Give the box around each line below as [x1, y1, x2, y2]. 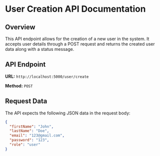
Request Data [5, 97, 48, 106]
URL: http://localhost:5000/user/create [5, 73, 89, 79]
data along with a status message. [5, 46, 75, 52]
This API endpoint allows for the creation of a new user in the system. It [5, 36, 150, 42]
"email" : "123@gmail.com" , [9, 133, 65, 138]
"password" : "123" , [9, 138, 50, 143]
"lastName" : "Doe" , [9, 129, 50, 134]
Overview [5, 23, 36, 31]
